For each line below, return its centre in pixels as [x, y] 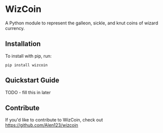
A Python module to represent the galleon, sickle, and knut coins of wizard [82, 23]
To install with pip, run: [28, 56]
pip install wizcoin [27, 65]
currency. [15, 28]
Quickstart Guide [32, 80]
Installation [23, 44]
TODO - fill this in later [28, 92]
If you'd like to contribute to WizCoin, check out [54, 120]
